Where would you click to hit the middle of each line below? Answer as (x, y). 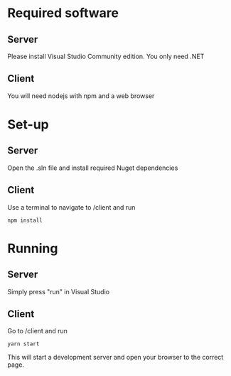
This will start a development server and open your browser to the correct (116, 358)
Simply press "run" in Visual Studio (59, 291)
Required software (63, 13)
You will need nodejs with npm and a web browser (81, 96)
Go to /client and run (37, 331)
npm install (25, 220)
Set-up (28, 124)
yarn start (23, 344)
